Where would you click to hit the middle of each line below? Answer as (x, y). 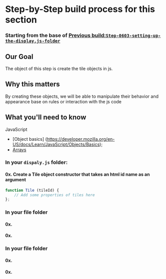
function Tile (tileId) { (32, 190)
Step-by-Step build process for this (80, 9)
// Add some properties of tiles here (54, 195)
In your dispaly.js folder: (36, 162)
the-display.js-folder (33, 41)
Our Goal (19, 57)
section (21, 20)
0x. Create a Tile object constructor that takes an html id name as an (77, 174)
